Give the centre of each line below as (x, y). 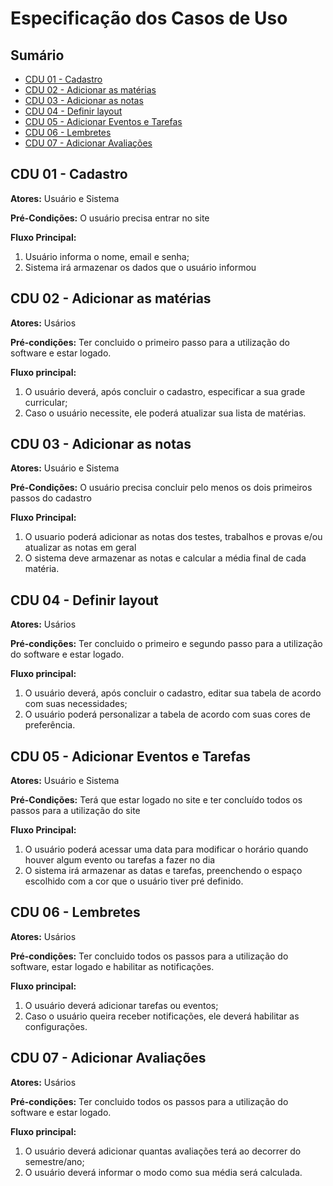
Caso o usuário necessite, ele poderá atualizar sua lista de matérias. (165, 413)
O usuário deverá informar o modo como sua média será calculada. (163, 1172)
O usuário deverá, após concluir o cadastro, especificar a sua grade (165, 391)
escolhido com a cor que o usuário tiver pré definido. (134, 881)
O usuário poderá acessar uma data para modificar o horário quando (166, 849)
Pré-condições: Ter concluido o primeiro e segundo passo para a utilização (166, 644)
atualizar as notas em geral (80, 548)
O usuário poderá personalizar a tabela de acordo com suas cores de (167, 714)
